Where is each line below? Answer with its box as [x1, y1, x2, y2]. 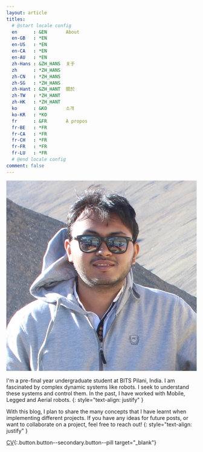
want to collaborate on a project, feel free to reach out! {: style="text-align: [6, 421, 192, 428]
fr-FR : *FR [11, 144, 47, 150]
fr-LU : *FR [11, 150, 47, 157]
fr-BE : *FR [11, 124, 47, 131]
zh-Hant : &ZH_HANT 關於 [11, 86, 76, 92]
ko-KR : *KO [11, 112, 47, 118]
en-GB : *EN [11, 35, 47, 42]
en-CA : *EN [11, 48, 47, 54]
